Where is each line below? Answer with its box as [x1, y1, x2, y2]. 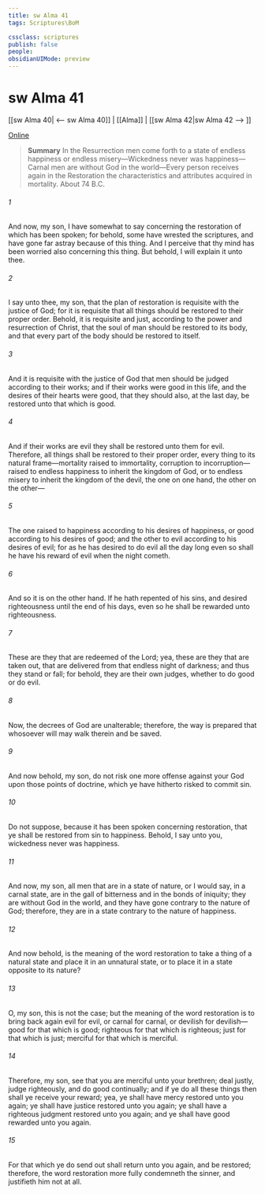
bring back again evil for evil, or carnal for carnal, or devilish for [8, 1017, 215, 1026]
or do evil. [8, 677, 41, 687]
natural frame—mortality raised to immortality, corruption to [8, 458, 203, 468]
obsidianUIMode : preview [8, 55, 90, 63]
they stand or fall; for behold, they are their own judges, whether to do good [8, 670, 255, 679]
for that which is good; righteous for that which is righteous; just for [26, 1024, 247, 1034]
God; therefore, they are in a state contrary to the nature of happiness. [8, 906, 237, 916]
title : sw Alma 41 [8, 11, 69, 20]
